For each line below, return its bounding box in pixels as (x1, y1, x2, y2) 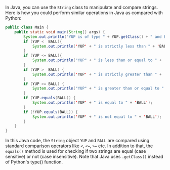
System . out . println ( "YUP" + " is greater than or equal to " (32, 86, 164, 91)
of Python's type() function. (5, 159, 63, 165)
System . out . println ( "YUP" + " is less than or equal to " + (32, 58, 162, 63)
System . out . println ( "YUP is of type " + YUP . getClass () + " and (23, 34, 162, 39)
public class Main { (5, 25, 49, 30)
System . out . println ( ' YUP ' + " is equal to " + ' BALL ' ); (32, 100, 153, 105)
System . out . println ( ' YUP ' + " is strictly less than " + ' (32, 44, 159, 49)
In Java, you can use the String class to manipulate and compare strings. (5, 5, 158, 10)
